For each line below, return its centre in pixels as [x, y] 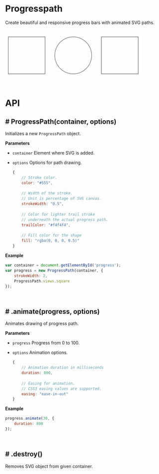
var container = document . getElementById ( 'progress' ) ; [63, 265]
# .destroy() [24, 454]
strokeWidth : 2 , [31, 276]
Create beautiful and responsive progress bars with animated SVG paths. [80, 22]
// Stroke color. [39, 178]
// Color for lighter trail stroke [58, 214]
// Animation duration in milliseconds [63, 368]
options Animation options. [40, 353]
